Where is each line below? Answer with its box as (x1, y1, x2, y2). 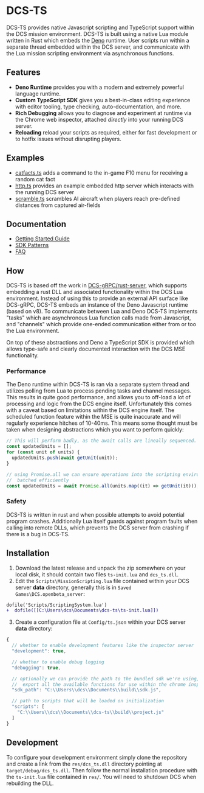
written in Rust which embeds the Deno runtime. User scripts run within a (6, 37, 189, 44)
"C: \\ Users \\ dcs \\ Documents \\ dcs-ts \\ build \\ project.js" (17, 710, 165, 716)
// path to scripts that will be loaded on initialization (12, 698, 165, 704)
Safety (6, 497, 27, 506)
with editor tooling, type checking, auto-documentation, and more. (15, 103, 182, 110)
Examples (6, 153, 44, 163)
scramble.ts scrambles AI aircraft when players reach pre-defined (15, 195, 180, 202)
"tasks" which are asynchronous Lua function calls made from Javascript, (6, 314, 191, 321)
